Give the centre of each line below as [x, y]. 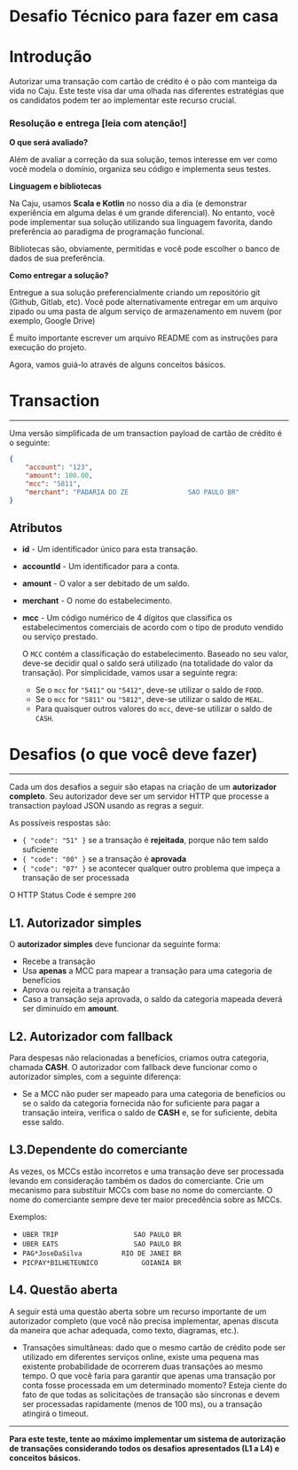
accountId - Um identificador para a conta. [101, 567]
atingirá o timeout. [55, 1413]
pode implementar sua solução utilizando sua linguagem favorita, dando [141, 223]
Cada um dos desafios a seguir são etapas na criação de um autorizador [143, 787]
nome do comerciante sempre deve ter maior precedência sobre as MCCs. [145, 1200]
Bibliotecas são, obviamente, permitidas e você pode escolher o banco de [145, 249]
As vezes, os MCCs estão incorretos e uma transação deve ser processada [147, 1171]
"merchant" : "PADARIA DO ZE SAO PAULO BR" [133, 492]
